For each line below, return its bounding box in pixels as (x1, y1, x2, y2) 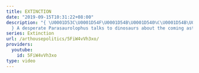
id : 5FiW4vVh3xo (17, 52, 57, 58)
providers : (6, 42, 33, 48)
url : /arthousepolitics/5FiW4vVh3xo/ (6, 36, 99, 42)
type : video (6, 58, 36, 64)
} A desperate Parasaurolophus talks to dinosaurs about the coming (11, 25, 184, 31)
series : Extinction (6, 31, 54, 36)
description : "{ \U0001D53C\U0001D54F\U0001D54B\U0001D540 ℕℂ (6, 19, 161, 25)
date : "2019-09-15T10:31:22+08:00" (6, 14, 94, 20)
